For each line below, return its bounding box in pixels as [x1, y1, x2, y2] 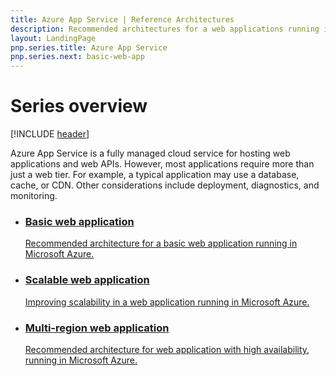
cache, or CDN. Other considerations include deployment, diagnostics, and [10, 179, 320, 191]
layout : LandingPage [10, 33, 97, 43]
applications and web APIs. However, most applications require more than [10, 158, 315, 170]
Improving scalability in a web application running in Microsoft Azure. [24, 296, 310, 308]
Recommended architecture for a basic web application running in [24, 237, 298, 250]
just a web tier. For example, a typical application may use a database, [10, 169, 300, 181]
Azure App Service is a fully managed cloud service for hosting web [10, 147, 291, 160]
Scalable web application [24, 273, 150, 287]
